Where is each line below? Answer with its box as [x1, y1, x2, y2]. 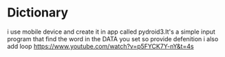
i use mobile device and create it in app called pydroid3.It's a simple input [7, 27, 215, 36]
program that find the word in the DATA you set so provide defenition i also [7, 34, 219, 43]
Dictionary [7, 5, 69, 21]
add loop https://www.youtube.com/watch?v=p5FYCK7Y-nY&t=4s [7, 42, 194, 50]
